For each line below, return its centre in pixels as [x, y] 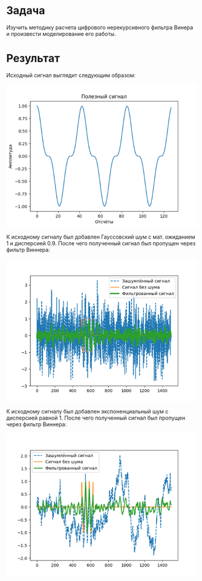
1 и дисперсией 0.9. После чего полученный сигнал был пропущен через [101, 243]
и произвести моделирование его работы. [61, 33]
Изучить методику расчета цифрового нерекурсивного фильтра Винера [100, 27]
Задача [26, 11]
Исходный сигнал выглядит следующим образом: [71, 75]
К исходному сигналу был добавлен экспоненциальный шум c [87, 411]
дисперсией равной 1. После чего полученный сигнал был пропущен [96, 418]
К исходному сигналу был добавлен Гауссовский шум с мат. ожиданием [101, 237]
